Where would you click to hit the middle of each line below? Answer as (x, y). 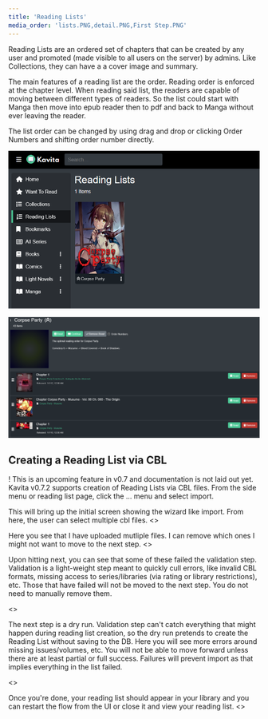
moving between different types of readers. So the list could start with (124, 98)
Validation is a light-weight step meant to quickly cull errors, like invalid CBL (132, 568)
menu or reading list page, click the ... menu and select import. (111, 496)
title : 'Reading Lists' (48, 17)
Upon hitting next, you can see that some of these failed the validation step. (132, 560)
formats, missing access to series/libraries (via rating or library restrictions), (133, 577)
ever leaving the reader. (47, 115)
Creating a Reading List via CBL (88, 460)
